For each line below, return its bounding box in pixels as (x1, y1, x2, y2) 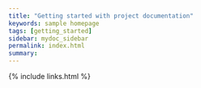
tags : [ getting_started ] (8, 27, 92, 35)
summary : (8, 49, 38, 57)
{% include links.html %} (8, 72, 91, 81)
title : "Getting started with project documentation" (8, 11, 195, 20)
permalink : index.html (8, 42, 85, 50)
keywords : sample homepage (8, 19, 100, 27)
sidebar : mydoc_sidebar (8, 34, 89, 43)
